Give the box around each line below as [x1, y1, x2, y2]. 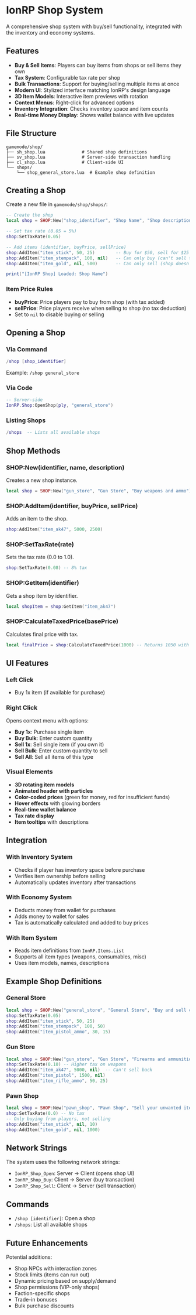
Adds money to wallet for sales [14, 913, 89, 920]
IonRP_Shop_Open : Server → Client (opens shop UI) [14, 1170, 135, 1177]
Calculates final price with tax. [6, 631, 79, 638]
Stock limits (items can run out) [14, 1271, 90, 1278]
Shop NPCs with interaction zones [14, 1265, 97, 1272]
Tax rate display [14, 812, 54, 819]
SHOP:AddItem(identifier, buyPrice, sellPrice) [6, 502, 138, 510]
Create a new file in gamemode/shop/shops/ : [6, 201, 108, 208]
